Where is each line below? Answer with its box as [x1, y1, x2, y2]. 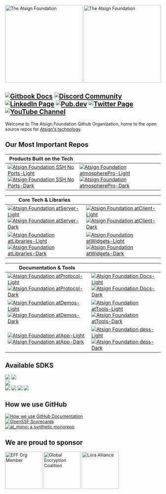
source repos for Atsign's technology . [5, 126, 82, 132]
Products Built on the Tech [9, 155, 73, 162]
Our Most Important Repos [5, 141, 89, 149]
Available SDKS [5, 361, 54, 370]
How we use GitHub [5, 400, 67, 408]
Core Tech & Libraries [18, 196, 71, 203]
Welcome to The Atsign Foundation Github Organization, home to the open [5, 121, 157, 127]
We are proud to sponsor [5, 438, 83, 446]
